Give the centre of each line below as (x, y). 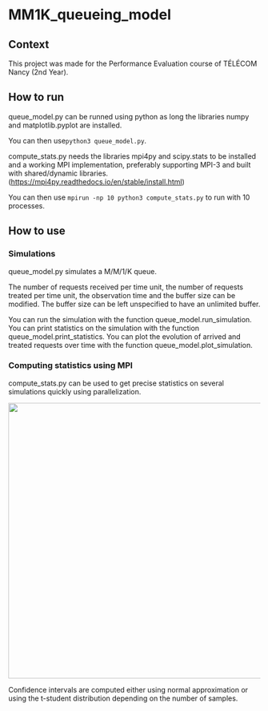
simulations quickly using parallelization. (75, 391)
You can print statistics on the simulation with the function (104, 328)
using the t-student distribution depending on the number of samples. (123, 698)
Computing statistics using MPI (71, 366)
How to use (37, 231)
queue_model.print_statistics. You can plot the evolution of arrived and (125, 336)
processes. (27, 205)
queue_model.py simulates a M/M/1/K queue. (83, 271)
